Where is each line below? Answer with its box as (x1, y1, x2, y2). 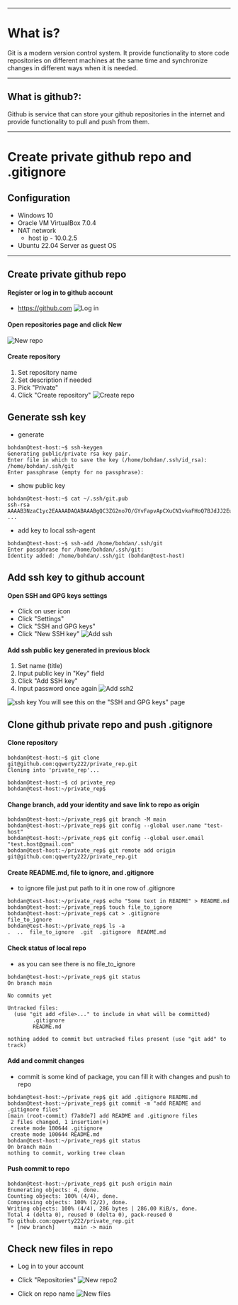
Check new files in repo (7, 1243, 113, 1255)
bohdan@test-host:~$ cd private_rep (7, 779, 115, 786)
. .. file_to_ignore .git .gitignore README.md (7, 929, 166, 936)
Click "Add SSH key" (17, 677, 78, 685)
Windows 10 (17, 211, 54, 219)
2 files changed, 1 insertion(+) (10, 1118, 110, 1125)
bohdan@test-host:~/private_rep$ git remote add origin (7, 847, 176, 854)
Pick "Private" (17, 383, 59, 391)
